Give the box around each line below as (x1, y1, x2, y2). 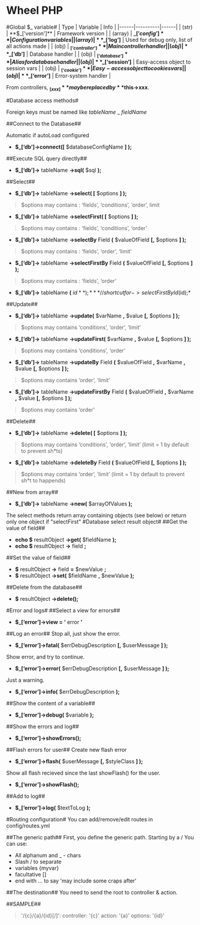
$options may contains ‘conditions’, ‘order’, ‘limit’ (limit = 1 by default (20, 441, 189, 448)
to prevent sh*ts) (20, 448, 63, 455)
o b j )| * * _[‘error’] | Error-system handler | (8, 72, 111, 80)
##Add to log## (6, 793, 46, 800)
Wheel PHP (6, 4, 63, 17)
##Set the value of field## (6, 554, 71, 561)
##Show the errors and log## (6, 723, 79, 730)
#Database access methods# (6, 97, 79, 104)
